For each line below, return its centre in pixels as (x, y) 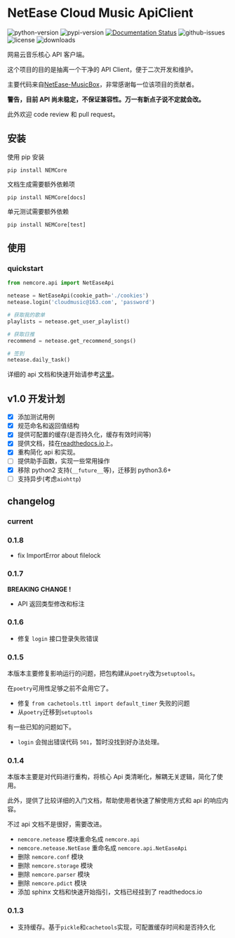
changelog (31, 501)
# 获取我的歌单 (26, 315)
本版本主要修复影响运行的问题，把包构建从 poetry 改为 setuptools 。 (103, 673)
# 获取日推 (21, 334)
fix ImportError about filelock (59, 556)
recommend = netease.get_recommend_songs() (72, 341)
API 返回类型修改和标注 (51, 604)
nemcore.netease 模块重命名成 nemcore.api (79, 839)
